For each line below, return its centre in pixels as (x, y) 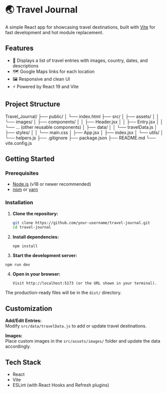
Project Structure (33, 104)
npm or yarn (25, 190)
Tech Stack (23, 362)
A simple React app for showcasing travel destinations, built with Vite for (80, 27)
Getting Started (30, 159)
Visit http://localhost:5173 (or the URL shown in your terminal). (85, 283)
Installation (19, 203)
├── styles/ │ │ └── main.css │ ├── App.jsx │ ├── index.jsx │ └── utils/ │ (84, 132)
